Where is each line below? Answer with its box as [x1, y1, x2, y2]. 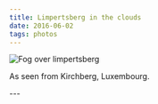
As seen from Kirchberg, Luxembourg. [9, 71, 150, 82]
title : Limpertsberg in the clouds [9, 12, 142, 22]
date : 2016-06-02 [9, 21, 74, 30]
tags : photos [9, 29, 58, 38]
